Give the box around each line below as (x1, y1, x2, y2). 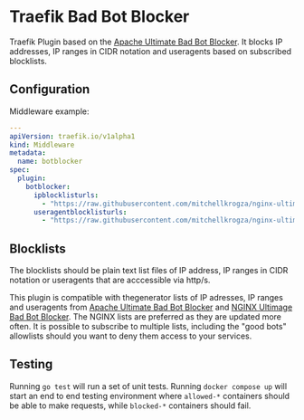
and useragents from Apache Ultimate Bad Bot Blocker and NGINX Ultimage (9, 301, 293, 313)
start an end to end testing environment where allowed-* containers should (9, 390, 290, 401)
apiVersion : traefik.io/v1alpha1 (9, 131, 136, 141)
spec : (9, 166, 30, 175)
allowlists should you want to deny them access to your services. (9, 330, 252, 341)
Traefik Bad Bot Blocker (9, 6, 190, 27)
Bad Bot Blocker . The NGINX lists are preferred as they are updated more (9, 311, 282, 322)
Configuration (9, 81, 90, 97)
